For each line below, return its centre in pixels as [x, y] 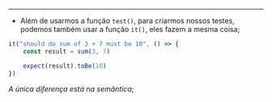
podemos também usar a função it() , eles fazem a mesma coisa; [130, 29]
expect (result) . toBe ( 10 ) [65, 66]
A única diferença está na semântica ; [71, 88]
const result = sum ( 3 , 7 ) [67, 51]
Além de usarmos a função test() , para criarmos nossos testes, [127, 20]
